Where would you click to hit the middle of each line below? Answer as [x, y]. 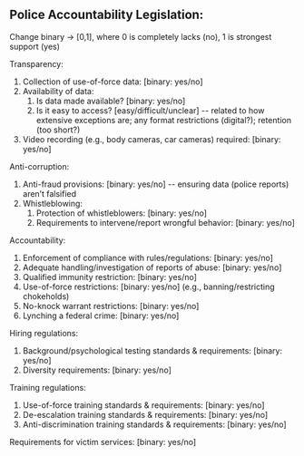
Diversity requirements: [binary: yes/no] [97, 370]
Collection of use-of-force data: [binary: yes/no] [113, 82]
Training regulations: [48, 387]
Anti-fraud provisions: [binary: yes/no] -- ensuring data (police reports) [156, 184]
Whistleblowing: [53, 203]
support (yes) [35, 46]
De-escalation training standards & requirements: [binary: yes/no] [145, 414]
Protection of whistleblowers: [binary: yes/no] [121, 213]
